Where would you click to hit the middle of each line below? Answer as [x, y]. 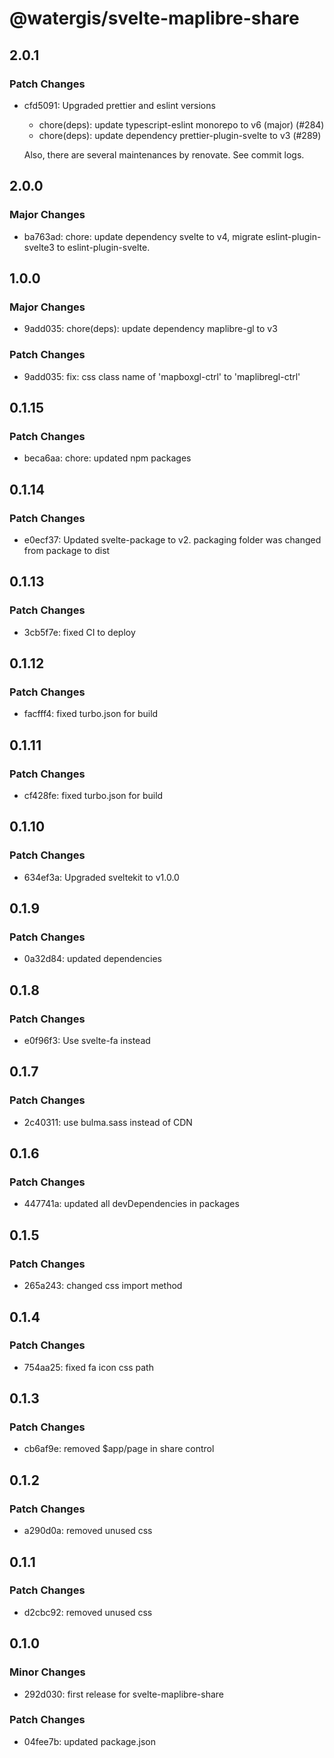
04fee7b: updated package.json [89, 1741]
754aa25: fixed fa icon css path [88, 1367]
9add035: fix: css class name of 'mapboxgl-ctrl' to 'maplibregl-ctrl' [162, 376]
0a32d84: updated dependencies [93, 959]
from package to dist [67, 550]
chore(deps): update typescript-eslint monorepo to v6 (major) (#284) [181, 124]
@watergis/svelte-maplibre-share [154, 18]
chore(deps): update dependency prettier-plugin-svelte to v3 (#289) [180, 135]
